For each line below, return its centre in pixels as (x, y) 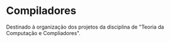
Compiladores (41, 11)
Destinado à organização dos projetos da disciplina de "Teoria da (85, 27)
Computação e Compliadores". (43, 33)
